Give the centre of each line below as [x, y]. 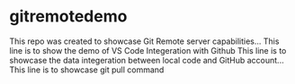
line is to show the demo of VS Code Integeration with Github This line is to [148, 50]
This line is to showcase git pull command [87, 70]
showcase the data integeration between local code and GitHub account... [147, 60]
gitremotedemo [68, 17]
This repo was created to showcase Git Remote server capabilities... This [144, 41]
